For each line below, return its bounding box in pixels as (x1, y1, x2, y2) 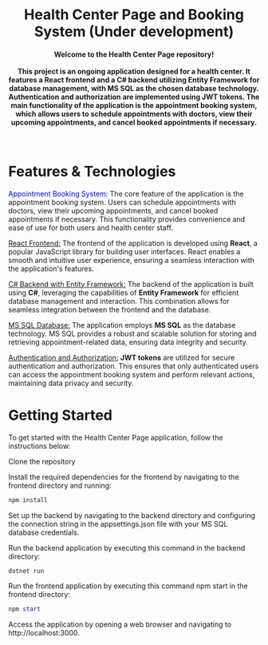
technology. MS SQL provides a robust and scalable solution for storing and (8, 328, 257, 338)
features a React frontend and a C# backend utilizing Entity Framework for (8, 74, 260, 85)
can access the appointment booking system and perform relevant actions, (8, 369, 255, 379)
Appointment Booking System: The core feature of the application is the (8, 189, 245, 198)
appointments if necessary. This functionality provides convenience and (8, 214, 246, 224)
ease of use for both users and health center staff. (8, 222, 174, 233)
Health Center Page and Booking (23, 6, 245, 24)
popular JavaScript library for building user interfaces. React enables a (8, 246, 241, 257)
